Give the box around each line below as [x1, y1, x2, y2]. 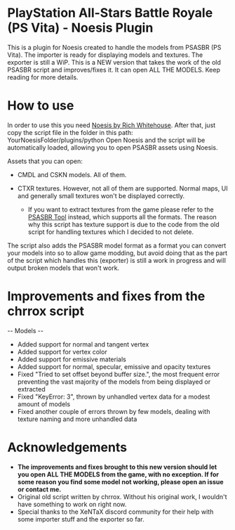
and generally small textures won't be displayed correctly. [17, 191, 185, 200]
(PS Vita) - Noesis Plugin [7, 20, 154, 36]
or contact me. [17, 485, 62, 493]
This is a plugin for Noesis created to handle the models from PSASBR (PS [7, 43, 222, 51]
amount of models [17, 399, 71, 408]
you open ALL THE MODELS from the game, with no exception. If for [17, 470, 220, 479]
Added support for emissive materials [17, 355, 126, 363]
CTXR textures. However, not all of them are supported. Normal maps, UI [17, 184, 228, 193]
